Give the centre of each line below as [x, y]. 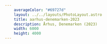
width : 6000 [26, 29]
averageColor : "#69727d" [40, 10]
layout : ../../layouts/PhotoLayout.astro [58, 15]
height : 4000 [28, 33]
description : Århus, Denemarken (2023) [56, 24]
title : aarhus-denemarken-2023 [47, 19]
